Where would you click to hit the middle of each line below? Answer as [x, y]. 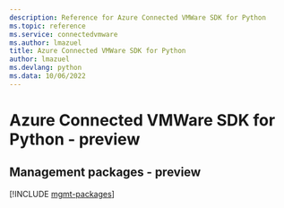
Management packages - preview [105, 173]
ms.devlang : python [46, 68]
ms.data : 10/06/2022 [48, 76]
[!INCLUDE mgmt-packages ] [62, 194]
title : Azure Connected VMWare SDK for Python [98, 51]
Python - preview [75, 139]
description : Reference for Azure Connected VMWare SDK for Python [138, 17]
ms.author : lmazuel [46, 43]
